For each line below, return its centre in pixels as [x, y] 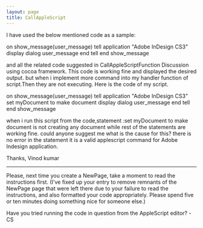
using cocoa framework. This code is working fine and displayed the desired [101, 71]
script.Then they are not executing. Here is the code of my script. [87, 84]
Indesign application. [32, 146]
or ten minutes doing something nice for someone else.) [76, 201]
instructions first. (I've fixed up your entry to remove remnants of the [92, 182]
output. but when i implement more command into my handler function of [97, 78]
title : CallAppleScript [36, 18]
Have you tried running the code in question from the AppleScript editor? [97, 213]
